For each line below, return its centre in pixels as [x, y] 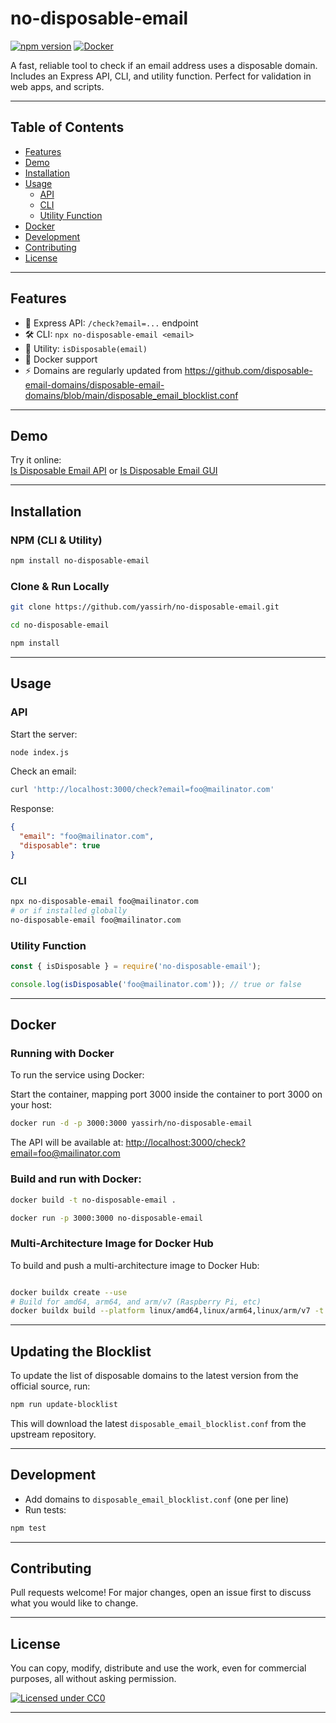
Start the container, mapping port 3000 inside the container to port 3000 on [166, 1094]
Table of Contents [67, 127]
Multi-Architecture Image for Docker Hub [112, 1244]
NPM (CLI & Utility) [56, 540]
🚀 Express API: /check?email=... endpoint [111, 323]
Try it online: [36, 460]
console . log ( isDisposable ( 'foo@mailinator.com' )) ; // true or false [156, 984]
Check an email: [43, 771]
